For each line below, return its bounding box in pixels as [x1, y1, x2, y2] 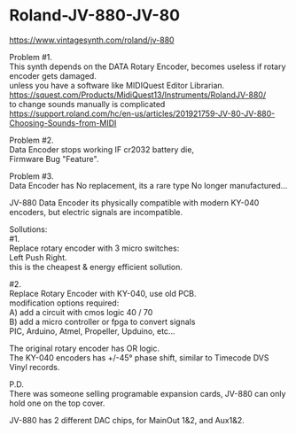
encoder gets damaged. [9, 70, 97, 81]
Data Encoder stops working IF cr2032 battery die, [9, 143, 195, 155]
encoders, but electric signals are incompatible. [9, 206, 183, 217]
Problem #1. [9, 51, 53, 62]
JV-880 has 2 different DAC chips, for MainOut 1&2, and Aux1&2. [9, 415, 245, 425]
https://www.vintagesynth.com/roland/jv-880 [9, 35, 175, 45]
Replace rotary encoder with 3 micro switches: [9, 243, 180, 253]
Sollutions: [9, 223, 48, 235]
